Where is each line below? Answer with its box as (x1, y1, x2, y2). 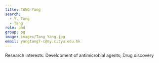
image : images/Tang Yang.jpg (5, 35, 65, 40)
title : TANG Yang (5, 7, 41, 12)
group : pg (5, 30, 26, 35)
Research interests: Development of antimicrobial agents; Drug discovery (5, 52, 154, 58)
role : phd (5, 25, 26, 30)
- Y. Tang (9, 16, 30, 21)
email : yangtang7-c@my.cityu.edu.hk (5, 39, 80, 44)
